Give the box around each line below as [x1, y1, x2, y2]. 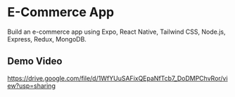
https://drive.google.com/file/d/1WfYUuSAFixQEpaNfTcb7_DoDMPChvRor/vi [7, 74, 228, 82]
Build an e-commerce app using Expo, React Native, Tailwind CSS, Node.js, [7, 27, 226, 36]
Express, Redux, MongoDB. [7, 34, 87, 43]
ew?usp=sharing [7, 82, 56, 90]
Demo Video [7, 56, 63, 67]
